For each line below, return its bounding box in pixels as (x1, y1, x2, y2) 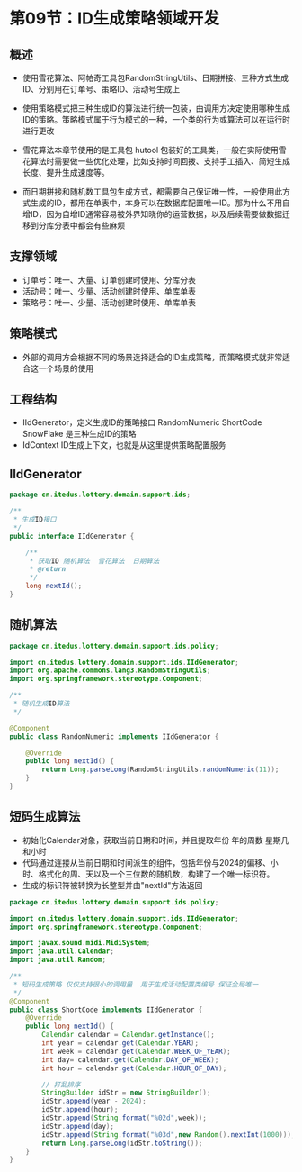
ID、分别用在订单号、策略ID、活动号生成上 (22, 84, 181, 95)
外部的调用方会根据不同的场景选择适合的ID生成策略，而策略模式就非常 (22, 351, 283, 362)
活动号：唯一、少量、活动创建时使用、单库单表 (22, 286, 196, 296)
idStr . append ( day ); (41, 1122, 115, 1131)
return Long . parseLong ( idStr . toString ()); (41, 1139, 203, 1148)
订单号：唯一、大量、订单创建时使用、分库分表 (22, 274, 196, 285)
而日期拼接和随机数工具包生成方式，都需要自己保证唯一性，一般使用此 (22, 186, 283, 196)
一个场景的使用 (38, 362, 94, 374)
